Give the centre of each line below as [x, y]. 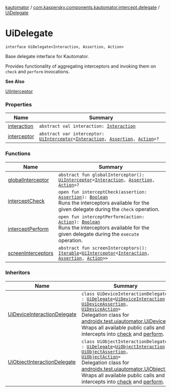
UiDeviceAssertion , [105, 304]
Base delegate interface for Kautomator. [47, 56]
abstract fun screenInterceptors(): [103, 248]
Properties [19, 104]
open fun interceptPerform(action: [101, 217]
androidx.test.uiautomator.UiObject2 [125, 369]
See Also [15, 81]
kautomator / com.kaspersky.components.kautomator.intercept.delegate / [83, 7]
